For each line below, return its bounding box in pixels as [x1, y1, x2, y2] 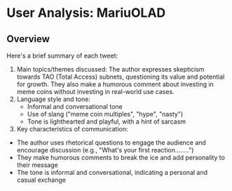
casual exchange [16, 176, 66, 184]
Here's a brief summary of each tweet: [6, 51, 118, 60]
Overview [6, 33, 50, 45]
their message [16, 161, 59, 169]
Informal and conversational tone [27, 103, 123, 110]
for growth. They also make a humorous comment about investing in [16, 80, 214, 88]
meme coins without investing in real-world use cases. [16, 88, 175, 95]
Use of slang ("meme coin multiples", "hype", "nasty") [27, 110, 184, 118]
